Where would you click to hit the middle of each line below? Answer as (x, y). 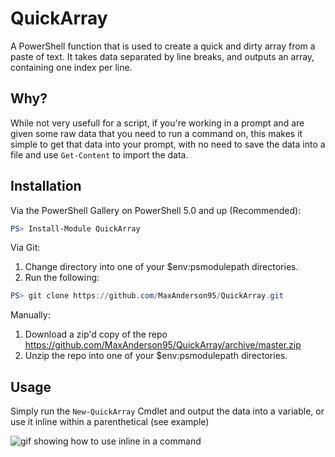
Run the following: (62, 278)
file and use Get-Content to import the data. (99, 154)
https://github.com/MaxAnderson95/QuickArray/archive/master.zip (163, 345)
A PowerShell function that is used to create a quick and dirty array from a (163, 46)
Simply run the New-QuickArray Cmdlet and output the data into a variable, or (167, 411)
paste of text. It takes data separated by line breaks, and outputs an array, (162, 56)
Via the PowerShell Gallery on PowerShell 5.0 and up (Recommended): (156, 210)
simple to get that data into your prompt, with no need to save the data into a (168, 144)
